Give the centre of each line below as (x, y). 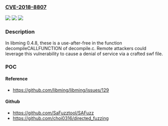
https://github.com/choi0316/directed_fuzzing (61, 118)
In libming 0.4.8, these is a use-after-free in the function (64, 43)
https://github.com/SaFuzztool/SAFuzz (53, 113)
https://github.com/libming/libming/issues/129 (61, 90)
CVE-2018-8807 (26, 7)
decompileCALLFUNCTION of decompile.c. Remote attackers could (76, 48)
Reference (16, 79)
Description (20, 32)
